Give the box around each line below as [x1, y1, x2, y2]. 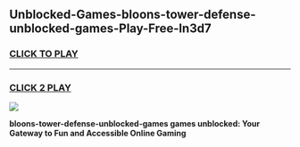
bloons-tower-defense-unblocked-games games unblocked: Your [9, 118, 261, 128]
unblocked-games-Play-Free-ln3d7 [9, 21, 212, 37]
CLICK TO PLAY [9, 48, 79, 61]
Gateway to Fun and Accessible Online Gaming [9, 127, 187, 138]
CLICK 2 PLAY [9, 81, 71, 94]
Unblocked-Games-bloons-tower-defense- [9, 7, 256, 22]
